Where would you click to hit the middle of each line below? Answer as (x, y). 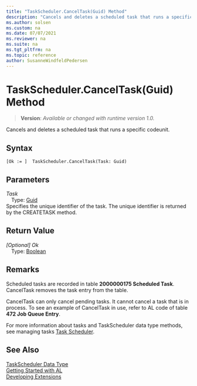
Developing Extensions (34, 377)
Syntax (19, 148)
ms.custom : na (23, 28)
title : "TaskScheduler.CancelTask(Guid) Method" (67, 11)
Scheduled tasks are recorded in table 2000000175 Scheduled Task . (90, 284)
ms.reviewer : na (26, 39)
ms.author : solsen (28, 22)
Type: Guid (25, 200)
